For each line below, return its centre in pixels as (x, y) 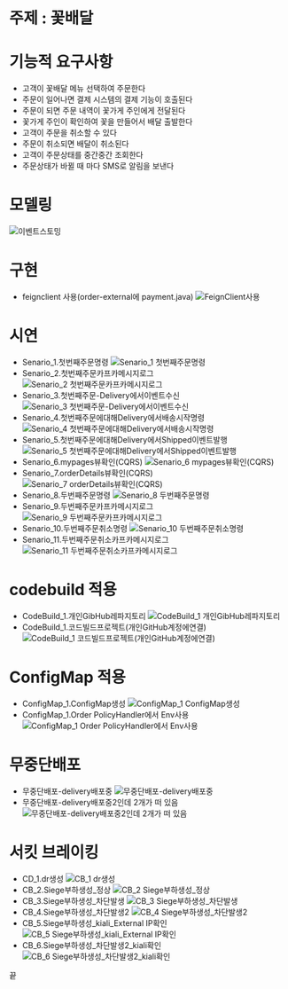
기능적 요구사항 (61, 62)
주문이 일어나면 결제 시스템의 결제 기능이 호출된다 (107, 99)
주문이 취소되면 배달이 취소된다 (75, 144)
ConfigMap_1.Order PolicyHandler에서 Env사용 (105, 714)
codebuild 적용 (63, 590)
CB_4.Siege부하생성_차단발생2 (76, 912)
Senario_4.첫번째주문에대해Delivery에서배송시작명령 (113, 417)
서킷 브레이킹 (54, 852)
